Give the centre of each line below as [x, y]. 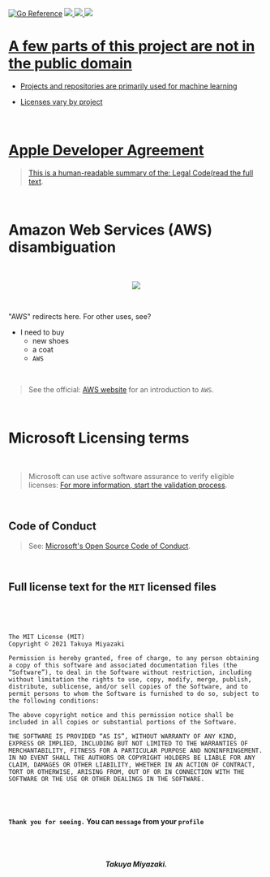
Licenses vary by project [61, 102]
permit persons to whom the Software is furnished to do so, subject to [134, 694]
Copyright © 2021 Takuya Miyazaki [67, 644]
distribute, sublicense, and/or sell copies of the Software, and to [129, 687]
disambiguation [62, 247]
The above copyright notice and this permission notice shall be [121, 715]
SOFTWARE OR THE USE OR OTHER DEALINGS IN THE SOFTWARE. [107, 780]
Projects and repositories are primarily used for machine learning [129, 86]
